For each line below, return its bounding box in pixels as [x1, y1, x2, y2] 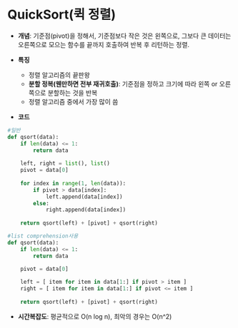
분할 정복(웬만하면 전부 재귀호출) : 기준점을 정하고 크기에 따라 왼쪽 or [28, 79, 218, 88]
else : [33, 200, 50, 207]
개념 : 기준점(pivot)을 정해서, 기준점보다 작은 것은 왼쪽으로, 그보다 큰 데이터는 [17, 31, 232, 40]
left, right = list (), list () [20, 160, 111, 168]
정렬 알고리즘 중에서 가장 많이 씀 [28, 97, 119, 106]
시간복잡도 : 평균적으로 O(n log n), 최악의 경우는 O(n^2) [17, 312, 172, 321]
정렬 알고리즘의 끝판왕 [28, 71, 91, 79]
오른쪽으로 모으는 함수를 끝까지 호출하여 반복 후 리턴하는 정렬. [17, 40, 190, 48]
